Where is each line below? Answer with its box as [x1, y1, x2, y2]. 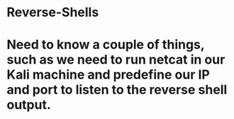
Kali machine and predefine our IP [6, 67, 210, 83]
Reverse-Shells [6, 4, 99, 21]
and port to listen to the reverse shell [6, 82, 228, 98]
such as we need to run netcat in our [6, 52, 225, 68]
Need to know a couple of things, [6, 37, 205, 53]
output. [6, 97, 51, 113]
